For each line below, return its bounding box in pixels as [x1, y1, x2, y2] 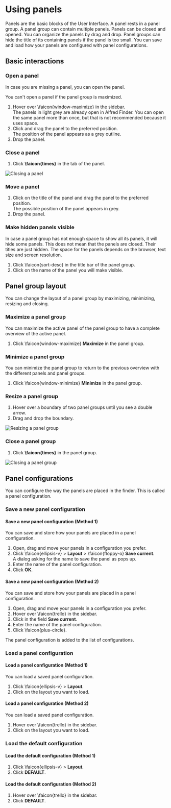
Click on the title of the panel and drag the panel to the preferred [12, 195, 149, 201]
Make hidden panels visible [5, 224, 75, 231]
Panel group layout [5, 282, 66, 290]
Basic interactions [5, 57, 64, 66]
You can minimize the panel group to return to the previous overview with [5, 364, 160, 371]
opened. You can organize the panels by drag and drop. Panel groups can [5, 31, 161, 37]
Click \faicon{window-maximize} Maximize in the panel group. [12, 340, 144, 347]
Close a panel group [5, 438, 56, 445]
